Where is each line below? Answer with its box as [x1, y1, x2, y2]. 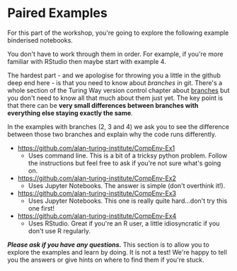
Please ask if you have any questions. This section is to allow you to [7, 240, 210, 249]
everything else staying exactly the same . [7, 109, 133, 117]
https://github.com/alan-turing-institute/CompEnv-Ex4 [17, 211, 177, 220]
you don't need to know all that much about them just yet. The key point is [7, 94, 224, 102]
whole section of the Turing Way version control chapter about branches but [7, 86, 230, 94]
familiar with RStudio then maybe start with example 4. [7, 57, 166, 65]
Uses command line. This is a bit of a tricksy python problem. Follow [28, 151, 228, 160]
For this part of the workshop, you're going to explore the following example [7, 28, 229, 37]
